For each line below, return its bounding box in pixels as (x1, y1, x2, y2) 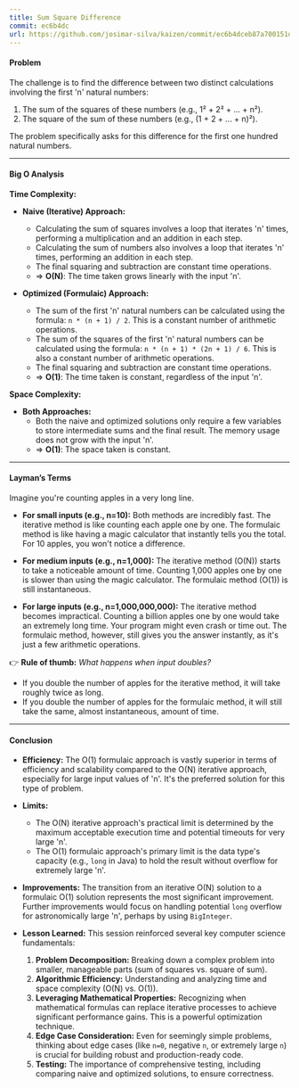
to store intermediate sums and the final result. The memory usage (35, 424, 280, 435)
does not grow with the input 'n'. (35, 434, 154, 445)
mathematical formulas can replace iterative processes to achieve (35, 1002, 278, 1013)
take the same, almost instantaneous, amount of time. (21, 705, 220, 716)
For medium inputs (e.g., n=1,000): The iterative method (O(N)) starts (21, 555, 281, 566)
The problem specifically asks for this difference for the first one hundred (9, 130, 279, 141)
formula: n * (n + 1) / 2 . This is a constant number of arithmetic (35, 314, 277, 326)
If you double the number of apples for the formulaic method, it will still (21, 696, 283, 707)
